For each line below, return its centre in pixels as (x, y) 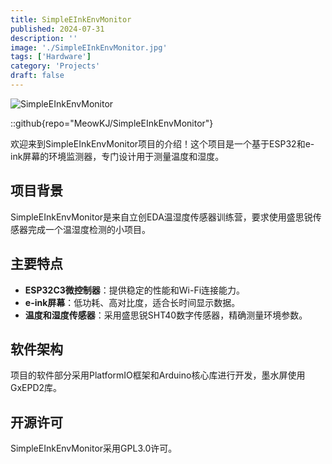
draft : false (37, 76)
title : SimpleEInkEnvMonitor (71, 19)
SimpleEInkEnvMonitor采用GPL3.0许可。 (94, 448)
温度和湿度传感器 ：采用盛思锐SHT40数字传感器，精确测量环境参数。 (166, 315)
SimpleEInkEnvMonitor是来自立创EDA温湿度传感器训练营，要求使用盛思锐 (161, 217)
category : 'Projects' (55, 66)
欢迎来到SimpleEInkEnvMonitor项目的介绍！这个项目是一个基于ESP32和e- (162, 143)
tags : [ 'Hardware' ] (51, 57)
